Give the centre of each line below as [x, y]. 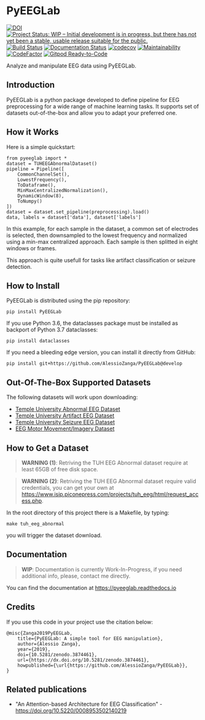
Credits [21, 607]
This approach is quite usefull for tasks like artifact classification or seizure [101, 260]
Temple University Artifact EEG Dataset [65, 416]
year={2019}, [34, 649]
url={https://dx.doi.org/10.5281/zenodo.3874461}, [83, 660]
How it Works [33, 132]
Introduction [31, 85]
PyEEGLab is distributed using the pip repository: [68, 301]
